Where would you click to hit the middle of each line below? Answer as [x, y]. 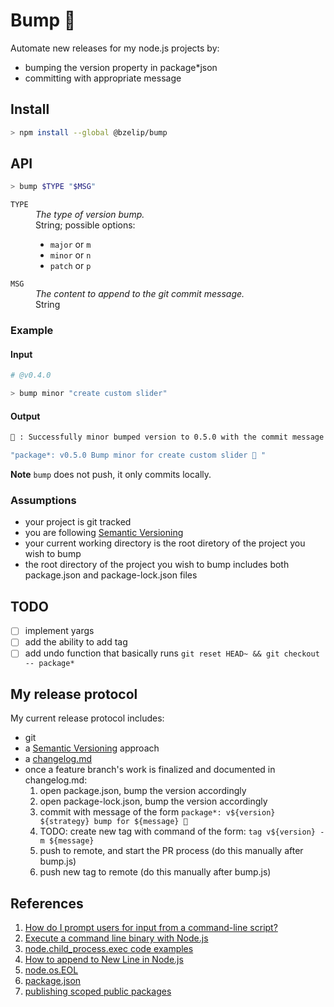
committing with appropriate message [103, 78]
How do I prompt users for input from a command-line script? [151, 928]
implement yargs [59, 631]
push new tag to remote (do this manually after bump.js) [155, 872]
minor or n [70, 255]
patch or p [70, 266]
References [47, 903]
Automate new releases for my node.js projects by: [115, 48]
